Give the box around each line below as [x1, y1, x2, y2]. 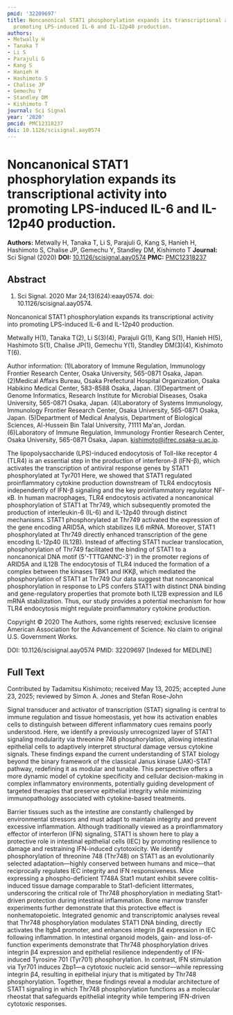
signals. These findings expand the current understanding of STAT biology [7, 749, 220, 758]
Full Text [7, 666, 45, 678]
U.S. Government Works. [7, 633, 78, 641]
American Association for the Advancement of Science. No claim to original [7, 625, 223, 633]
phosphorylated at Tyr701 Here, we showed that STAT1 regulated [7, 471, 192, 480]
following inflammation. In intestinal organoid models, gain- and [7, 933, 189, 941]
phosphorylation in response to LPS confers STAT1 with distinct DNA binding [7, 582, 226, 591]
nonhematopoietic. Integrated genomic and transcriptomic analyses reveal [7, 911, 220, 919]
